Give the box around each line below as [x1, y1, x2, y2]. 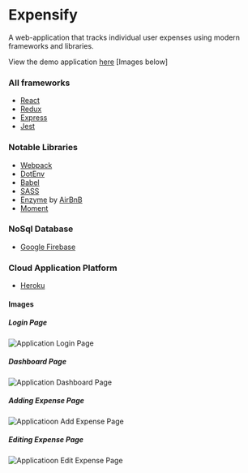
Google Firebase [19, 242, 76, 252]
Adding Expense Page [8, 396, 85, 406]
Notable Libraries [8, 142, 79, 153]
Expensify [8, 6, 79, 24]
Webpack [19, 160, 53, 170]
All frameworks [8, 77, 71, 88]
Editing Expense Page [8, 435, 83, 445]
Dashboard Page [8, 357, 67, 367]
